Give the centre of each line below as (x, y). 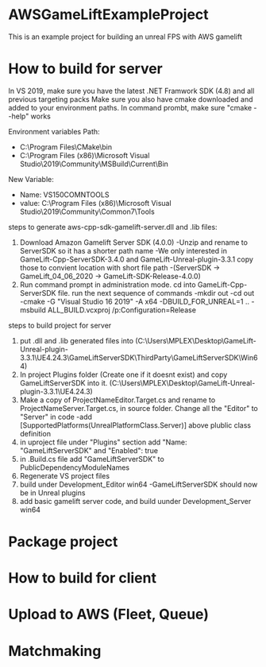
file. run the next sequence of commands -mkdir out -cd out (156, 293)
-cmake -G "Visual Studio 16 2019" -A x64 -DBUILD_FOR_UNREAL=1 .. (135, 301)
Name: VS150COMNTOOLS (64, 194)
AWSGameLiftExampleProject (108, 15)
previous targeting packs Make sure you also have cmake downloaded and (131, 99)
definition (35, 433)
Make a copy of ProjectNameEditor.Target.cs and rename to (118, 400)
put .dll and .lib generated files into (76, 340)
